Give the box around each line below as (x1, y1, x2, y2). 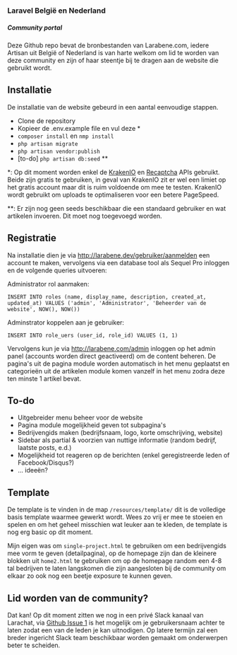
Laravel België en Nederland (7, 6, 106, 16)
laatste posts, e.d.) (17, 444, 72, 452)
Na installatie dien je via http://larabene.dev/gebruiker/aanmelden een (7, 250, 210, 260)
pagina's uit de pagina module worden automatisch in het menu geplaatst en (7, 359, 230, 368)
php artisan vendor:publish (17, 148, 100, 155)
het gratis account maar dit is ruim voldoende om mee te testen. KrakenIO (7, 182, 222, 191)
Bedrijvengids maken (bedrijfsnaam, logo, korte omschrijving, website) (17, 429, 224, 437)
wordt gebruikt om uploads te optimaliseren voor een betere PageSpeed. (7, 190, 219, 199)
